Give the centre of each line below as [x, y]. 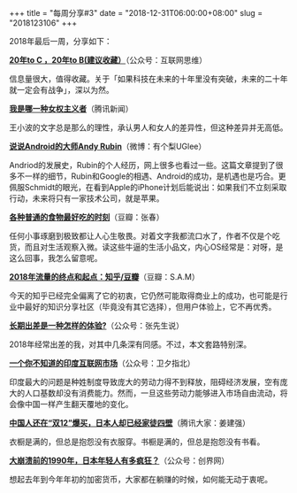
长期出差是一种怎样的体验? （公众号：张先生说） [96, 325]
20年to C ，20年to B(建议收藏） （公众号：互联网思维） [108, 60]
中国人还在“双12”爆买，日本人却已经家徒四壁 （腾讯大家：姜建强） [129, 423]
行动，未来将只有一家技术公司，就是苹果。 [87, 198]
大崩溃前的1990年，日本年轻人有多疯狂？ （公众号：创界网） [119, 460]
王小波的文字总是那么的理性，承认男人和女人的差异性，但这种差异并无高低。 [148, 127]
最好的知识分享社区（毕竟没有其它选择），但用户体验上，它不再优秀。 [150, 307]
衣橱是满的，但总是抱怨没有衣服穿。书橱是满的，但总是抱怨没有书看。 [137, 442]
